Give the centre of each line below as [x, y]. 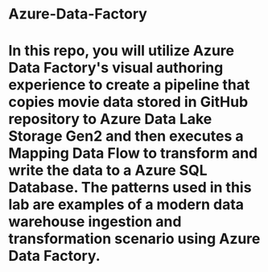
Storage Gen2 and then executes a [126, 136]
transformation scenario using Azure [134, 239]
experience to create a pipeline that [129, 85]
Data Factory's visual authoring [116, 68]
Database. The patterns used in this [130, 188]
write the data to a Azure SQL [108, 171]
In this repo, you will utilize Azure [122, 51]
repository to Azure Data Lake [110, 120]
